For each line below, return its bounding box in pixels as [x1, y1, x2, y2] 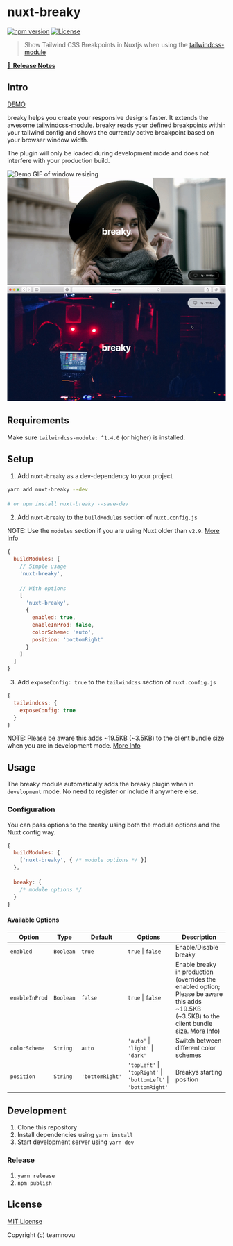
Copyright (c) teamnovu [7, 1230, 76, 1239]
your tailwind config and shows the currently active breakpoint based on [7, 128, 214, 136]
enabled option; [175, 982, 221, 991]
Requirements [7, 414, 69, 427]
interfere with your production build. [7, 156, 110, 165]
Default [90, 933, 113, 941]
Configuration [7, 805, 55, 814]
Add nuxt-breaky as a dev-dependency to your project [17, 471, 173, 480]
